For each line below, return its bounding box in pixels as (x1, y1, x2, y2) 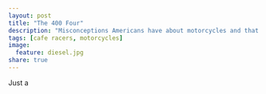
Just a (8, 77, 30, 88)
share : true (8, 57, 48, 65)
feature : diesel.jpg (15, 49, 84, 57)
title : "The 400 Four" (8, 19, 84, 27)
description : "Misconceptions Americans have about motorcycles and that (8, 26, 260, 34)
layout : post (8, 11, 52, 20)
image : (8, 41, 30, 49)
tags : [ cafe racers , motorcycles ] (8, 33, 124, 42)
